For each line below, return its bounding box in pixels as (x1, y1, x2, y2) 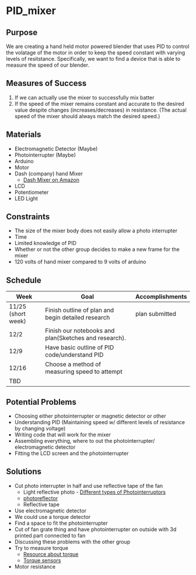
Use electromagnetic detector (14, 507, 86, 514)
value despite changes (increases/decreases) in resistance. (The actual (14, 106, 187, 113)
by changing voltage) (14, 425, 66, 432)
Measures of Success (6, 78, 87, 88)
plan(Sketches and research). (44, 334, 127, 342)
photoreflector (23, 494, 58, 501)
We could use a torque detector (14, 513, 91, 520)
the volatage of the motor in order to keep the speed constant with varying (6, 49, 185, 56)
